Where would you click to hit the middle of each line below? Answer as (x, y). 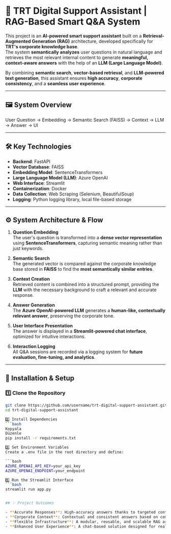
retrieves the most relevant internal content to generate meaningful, (77, 57)
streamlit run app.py (28, 489)
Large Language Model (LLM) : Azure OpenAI (60, 178)
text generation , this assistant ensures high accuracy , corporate (74, 78)
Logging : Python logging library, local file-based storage (72, 199)
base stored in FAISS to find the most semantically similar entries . (83, 269)
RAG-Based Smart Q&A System (73, 22)
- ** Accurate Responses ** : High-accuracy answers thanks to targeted (81, 512)
